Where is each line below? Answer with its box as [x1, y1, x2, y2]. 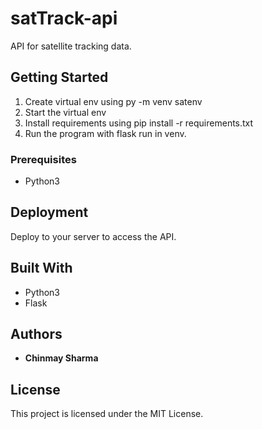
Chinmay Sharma [24, 352, 99, 364]
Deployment [10, 204, 89, 221]
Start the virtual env [24, 106, 107, 118]
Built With [10, 260, 73, 277]
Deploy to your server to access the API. [10, 230, 177, 242]
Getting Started [10, 69, 109, 86]
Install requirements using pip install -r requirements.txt [24, 117, 254, 129]
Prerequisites [10, 152, 77, 166]
